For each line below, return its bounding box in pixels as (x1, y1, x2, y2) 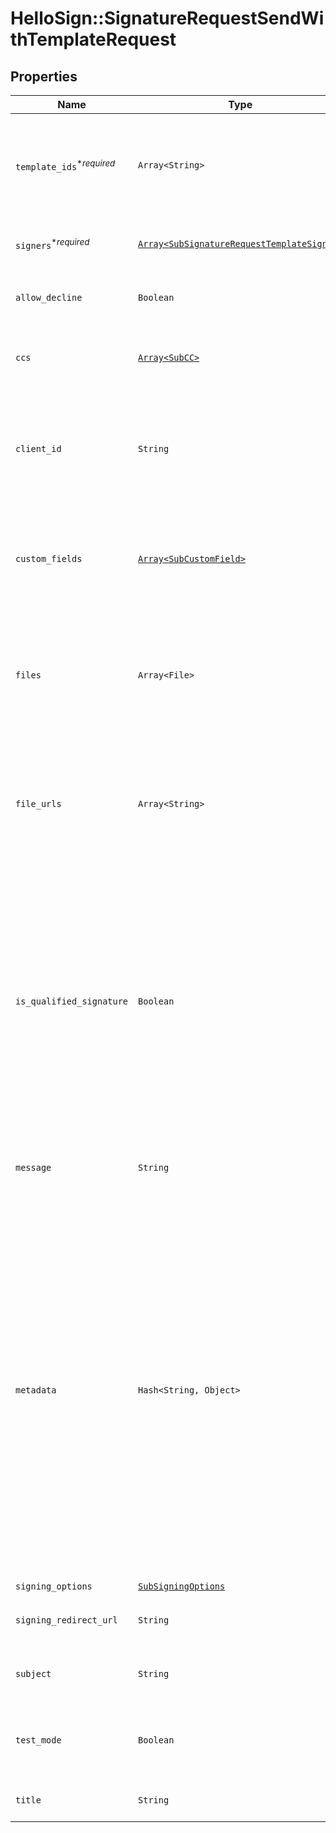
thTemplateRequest (10, 28, 177, 51)
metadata (15, 1385, 57, 1396)
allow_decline (15, 292, 83, 303)
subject (15, 1668, 52, 1679)
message (15, 1162, 52, 1173)
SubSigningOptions (138, 1581, 226, 1592)
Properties (10, 68, 78, 85)
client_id (15, 443, 62, 454)
